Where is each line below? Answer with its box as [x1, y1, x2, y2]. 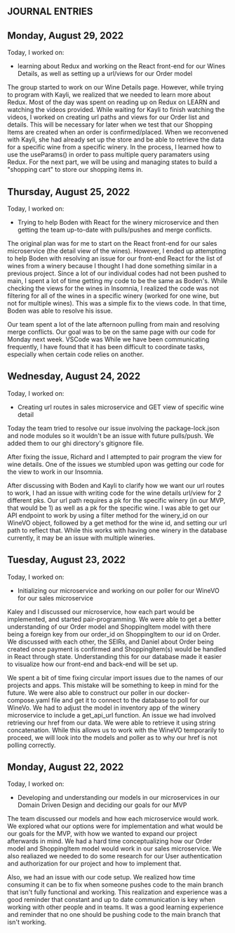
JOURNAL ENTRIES [7, 6, 93, 18]
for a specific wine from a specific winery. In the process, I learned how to [7, 143, 222, 151]
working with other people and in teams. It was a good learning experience [7, 903, 224, 911]
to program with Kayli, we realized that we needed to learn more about [7, 91, 211, 99]
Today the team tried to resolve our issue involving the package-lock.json [7, 424, 220, 432]
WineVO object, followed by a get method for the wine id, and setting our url [7, 518, 227, 527]
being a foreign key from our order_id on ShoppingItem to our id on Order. [7, 630, 221, 638]
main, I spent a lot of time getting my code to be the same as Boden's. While [7, 277, 228, 285]
